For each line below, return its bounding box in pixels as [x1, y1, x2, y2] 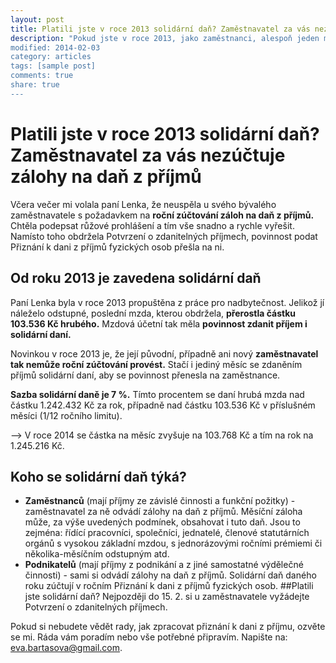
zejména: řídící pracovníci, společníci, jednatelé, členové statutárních [24, 527, 310, 539]
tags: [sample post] [10, 61, 97, 71]
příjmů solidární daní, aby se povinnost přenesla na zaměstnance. [10, 369, 281, 381]
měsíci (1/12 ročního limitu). [10, 409, 123, 421]
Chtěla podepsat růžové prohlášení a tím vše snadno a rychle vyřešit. [10, 219, 295, 231]
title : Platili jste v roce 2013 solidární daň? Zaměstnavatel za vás [10, 24, 311, 34]
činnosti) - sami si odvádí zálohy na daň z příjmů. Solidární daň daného [24, 569, 317, 581]
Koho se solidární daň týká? [10, 468, 187, 485]
